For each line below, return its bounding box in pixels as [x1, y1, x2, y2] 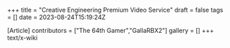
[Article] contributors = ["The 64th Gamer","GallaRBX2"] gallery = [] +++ [7, 27, 215, 34]
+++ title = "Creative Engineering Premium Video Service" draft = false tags [7, 6, 224, 14]
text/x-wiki [7, 34, 38, 42]
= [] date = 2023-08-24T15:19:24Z [7, 13, 106, 21]
